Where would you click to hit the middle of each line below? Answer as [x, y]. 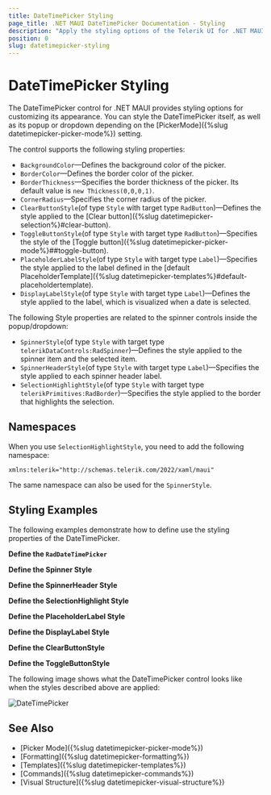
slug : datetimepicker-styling [59, 46]
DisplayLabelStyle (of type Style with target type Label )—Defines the [135, 293]
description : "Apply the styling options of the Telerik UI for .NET [128, 31]
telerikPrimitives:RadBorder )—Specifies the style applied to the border [140, 393]
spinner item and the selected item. [79, 359]
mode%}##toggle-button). [64, 251]
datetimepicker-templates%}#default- [184, 277]
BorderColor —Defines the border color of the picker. [107, 173]
